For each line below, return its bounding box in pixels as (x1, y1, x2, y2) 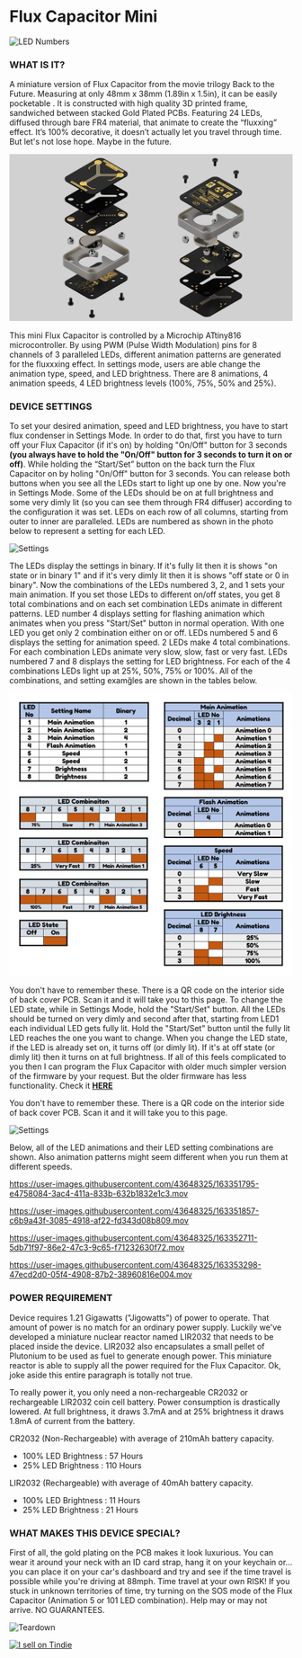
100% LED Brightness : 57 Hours (22, 1450, 144, 1461)
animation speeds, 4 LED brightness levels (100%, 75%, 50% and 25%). (9, 378, 277, 388)
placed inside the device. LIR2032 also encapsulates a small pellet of (9, 1341, 265, 1351)
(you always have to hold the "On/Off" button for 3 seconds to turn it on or (9, 450, 293, 460)
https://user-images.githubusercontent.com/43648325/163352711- (9, 1233, 258, 1243)
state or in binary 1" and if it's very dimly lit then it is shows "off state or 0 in (9, 570, 289, 581)
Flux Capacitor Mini (9, 6, 158, 27)
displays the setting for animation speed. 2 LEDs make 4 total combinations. (9, 637, 290, 648)
